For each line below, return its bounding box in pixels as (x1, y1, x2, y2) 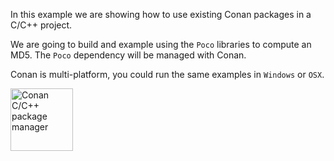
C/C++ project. (10, 19, 73, 31)
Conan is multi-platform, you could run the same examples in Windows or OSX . (10, 69, 325, 80)
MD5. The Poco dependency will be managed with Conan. (10, 49, 247, 61)
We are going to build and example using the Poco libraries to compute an (10, 39, 312, 50)
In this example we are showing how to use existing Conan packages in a (10, 9, 312, 20)
